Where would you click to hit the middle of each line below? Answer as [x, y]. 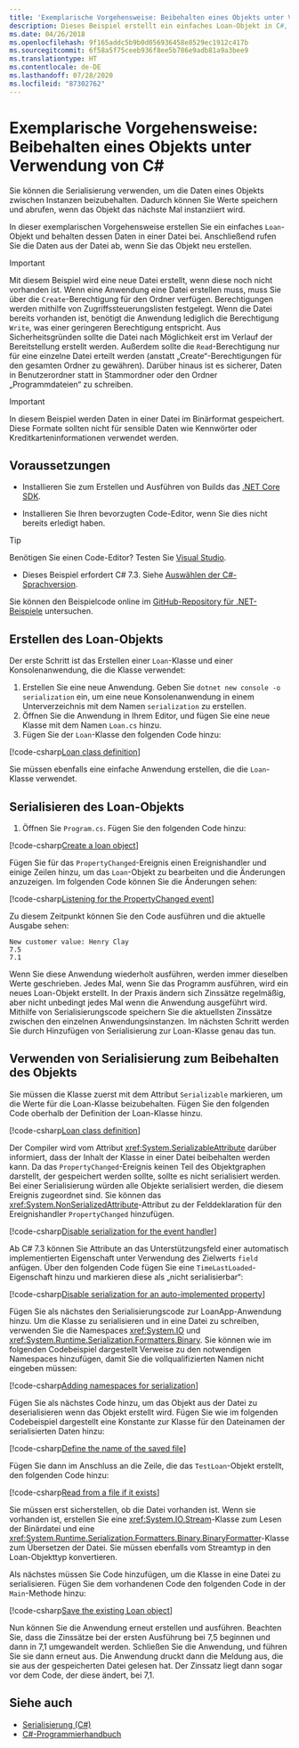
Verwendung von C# [87, 165]
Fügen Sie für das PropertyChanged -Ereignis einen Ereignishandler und [138, 862]
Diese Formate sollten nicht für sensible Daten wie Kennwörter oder [133, 428]
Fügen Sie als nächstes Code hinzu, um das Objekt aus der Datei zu [133, 1402]
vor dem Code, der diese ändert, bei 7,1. [82, 1675]
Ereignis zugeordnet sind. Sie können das [85, 1195]
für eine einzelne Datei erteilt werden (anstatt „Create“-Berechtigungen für [145, 355]
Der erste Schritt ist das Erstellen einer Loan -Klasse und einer [121, 661]
